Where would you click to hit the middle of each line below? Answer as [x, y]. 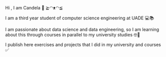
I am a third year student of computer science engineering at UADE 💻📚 [80, 18]
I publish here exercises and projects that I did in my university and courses [83, 45]
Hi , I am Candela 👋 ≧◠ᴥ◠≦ [34, 7]
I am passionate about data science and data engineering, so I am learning [82, 29]
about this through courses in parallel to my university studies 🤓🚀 [73, 35]
